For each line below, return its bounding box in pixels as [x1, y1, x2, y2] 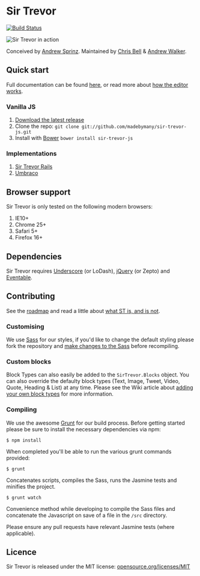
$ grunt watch [6, 495, 42, 501]
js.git [14, 129, 32, 135]
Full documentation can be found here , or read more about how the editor [6, 81, 189, 88]
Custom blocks [6, 358, 52, 366]
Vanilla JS [6, 103, 36, 111]
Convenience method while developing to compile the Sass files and [6, 505, 175, 512]
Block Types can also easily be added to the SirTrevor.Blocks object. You [6, 371, 189, 378]
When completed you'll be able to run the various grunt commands [6, 448, 172, 455]
